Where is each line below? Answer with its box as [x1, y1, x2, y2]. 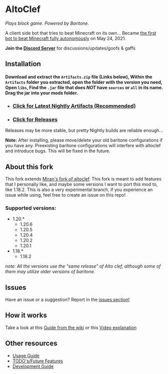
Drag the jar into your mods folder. [5, 90, 78, 96]
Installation [5, 59, 41, 69]
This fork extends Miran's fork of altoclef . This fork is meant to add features [5, 175, 162, 182]
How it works [5, 311, 47, 320]
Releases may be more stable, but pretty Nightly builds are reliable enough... [5, 128, 163, 134]
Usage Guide [12, 352, 40, 358]
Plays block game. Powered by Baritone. [5, 20, 89, 26]
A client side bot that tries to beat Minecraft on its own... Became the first [5, 30, 156, 36]
